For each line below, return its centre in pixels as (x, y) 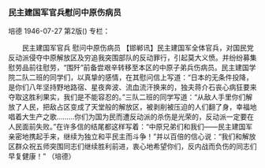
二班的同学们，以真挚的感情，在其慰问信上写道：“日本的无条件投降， (141, 77)
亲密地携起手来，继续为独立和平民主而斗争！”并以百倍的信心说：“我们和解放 (132, 136)
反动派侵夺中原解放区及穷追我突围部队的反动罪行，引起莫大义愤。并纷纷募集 (132, 58)
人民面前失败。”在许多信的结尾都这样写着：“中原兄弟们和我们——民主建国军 (131, 127)
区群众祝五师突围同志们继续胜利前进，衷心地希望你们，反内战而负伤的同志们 (132, 147)
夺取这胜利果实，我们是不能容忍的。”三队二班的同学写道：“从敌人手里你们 (127, 97)
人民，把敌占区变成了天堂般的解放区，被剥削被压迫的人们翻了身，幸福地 (139, 107)
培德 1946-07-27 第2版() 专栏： (59, 31)
